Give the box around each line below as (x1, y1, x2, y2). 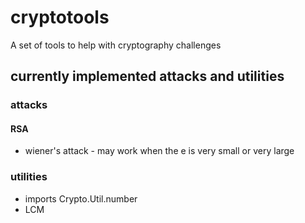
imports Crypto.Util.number (24, 192, 138, 205)
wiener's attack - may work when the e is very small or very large (24, 145, 295, 157)
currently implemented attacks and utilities (10, 68, 285, 85)
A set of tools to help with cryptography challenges (10, 39, 222, 51)
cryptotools (10, 6, 110, 29)
